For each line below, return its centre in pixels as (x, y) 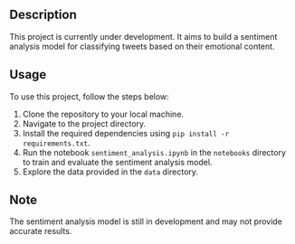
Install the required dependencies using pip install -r (126, 133)
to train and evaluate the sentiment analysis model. (117, 162)
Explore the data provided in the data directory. (110, 172)
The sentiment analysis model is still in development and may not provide (146, 221)
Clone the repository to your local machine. (103, 114)
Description (43, 15)
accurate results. (41, 231)
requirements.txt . (56, 143)
